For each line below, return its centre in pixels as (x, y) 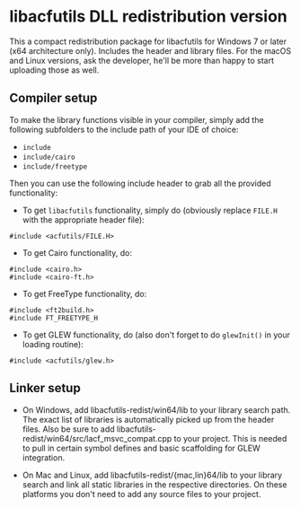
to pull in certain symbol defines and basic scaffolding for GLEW (141, 448)
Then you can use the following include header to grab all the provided (140, 183)
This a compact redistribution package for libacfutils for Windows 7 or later (148, 41)
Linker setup (45, 388)
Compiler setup (53, 98)
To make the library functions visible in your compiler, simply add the (137, 119)
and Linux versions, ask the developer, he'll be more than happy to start (141, 60)
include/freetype (55, 166)
